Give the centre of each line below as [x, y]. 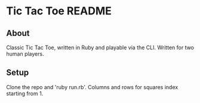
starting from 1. [25, 93]
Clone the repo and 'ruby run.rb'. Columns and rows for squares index [92, 87]
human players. [25, 54]
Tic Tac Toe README [59, 11]
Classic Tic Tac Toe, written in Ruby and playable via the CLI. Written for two [100, 47]
